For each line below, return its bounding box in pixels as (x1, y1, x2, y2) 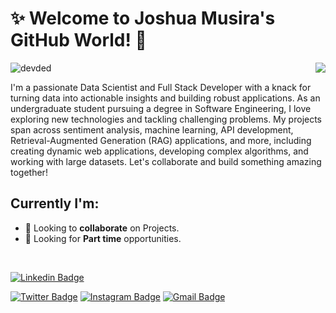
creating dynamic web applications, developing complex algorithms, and (10, 145, 309, 157)
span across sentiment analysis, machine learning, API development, (10, 123, 294, 136)
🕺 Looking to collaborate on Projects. (24, 222, 180, 234)
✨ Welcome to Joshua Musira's (10, 7, 276, 30)
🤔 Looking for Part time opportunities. (24, 232, 182, 244)
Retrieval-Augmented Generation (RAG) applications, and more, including (10, 134, 312, 146)
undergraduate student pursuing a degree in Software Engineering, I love (10, 102, 312, 114)
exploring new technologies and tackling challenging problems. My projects (10, 113, 323, 125)
